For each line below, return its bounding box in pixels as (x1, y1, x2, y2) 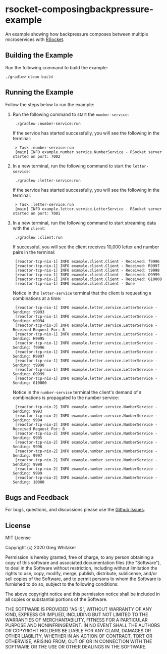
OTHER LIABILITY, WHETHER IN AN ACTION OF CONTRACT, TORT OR (5, 633, 152, 639)
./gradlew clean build (5, 74, 53, 79)
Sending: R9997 (12, 354, 45, 359)
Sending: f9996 (12, 345, 45, 350)
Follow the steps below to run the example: (5, 101, 95, 107)
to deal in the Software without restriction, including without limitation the (5, 565, 157, 571)
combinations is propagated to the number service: (12, 395, 120, 401)
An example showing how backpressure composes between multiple (5, 31, 149, 37)
